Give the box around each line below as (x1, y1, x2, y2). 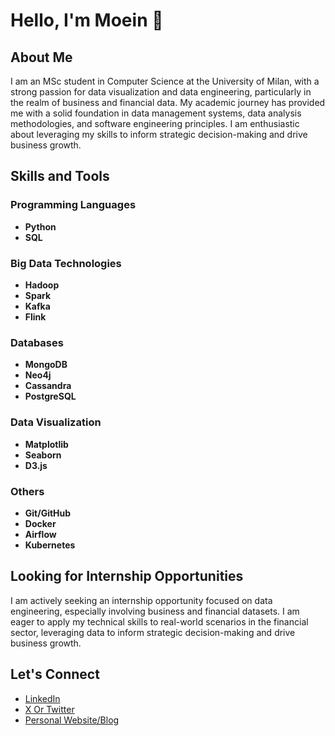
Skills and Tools (10, 168, 110, 185)
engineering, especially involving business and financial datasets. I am (10, 605, 300, 617)
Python (24, 220, 57, 233)
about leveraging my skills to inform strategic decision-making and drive (10, 129, 308, 140)
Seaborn (24, 449, 62, 461)
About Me (10, 49, 73, 66)
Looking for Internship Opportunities (10, 568, 244, 585)
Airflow (24, 528, 57, 540)
